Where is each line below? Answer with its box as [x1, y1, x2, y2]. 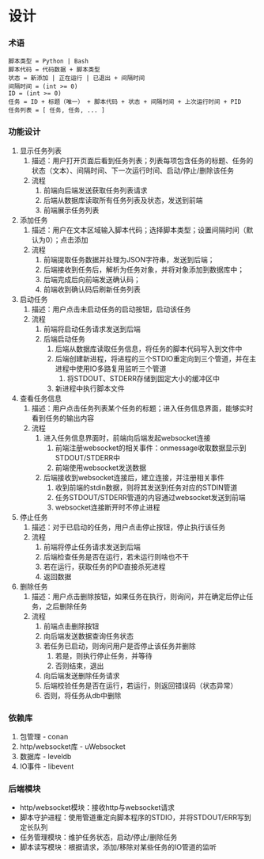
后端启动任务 [43, 334, 85, 343]
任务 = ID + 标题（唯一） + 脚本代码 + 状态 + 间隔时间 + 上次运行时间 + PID [8, 98, 242, 106]
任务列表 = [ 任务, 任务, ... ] [8, 106, 105, 115]
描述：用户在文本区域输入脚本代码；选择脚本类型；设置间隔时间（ [31, 225, 247, 235]
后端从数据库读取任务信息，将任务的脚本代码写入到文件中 [55, 344, 243, 353]
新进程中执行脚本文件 [55, 384, 125, 393]
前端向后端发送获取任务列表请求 [43, 185, 148, 195]
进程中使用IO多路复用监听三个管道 [55, 364, 167, 373]
